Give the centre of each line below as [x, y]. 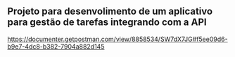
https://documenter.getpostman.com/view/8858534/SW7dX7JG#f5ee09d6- [118, 39]
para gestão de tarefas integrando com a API [107, 23]
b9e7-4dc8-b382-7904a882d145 [56, 46]
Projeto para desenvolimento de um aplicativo [110, 11]
